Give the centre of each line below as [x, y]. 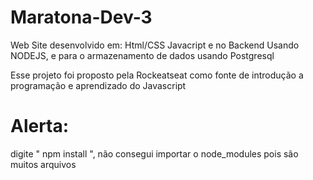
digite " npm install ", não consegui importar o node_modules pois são [154, 153]
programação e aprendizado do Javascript [98, 85]
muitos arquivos [43, 164]
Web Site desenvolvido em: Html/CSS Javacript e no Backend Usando [155, 45]
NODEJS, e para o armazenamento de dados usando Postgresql [142, 55]
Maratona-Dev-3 [81, 17]
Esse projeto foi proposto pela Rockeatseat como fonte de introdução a [157, 75]
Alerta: [40, 126]
